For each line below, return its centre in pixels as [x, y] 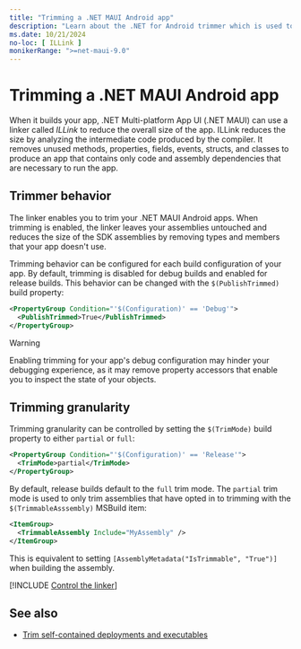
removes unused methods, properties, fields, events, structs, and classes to [149, 149]
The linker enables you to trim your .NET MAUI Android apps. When [133, 217]
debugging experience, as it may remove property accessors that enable [143, 370]
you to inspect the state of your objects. [83, 379]
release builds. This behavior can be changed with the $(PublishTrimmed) [145, 283]
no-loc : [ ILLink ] [46, 43]
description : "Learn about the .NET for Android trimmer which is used [146, 26]
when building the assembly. [62, 567]
